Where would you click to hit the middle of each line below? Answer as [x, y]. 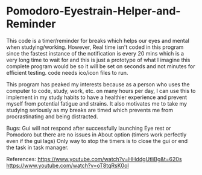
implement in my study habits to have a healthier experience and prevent [97, 97]
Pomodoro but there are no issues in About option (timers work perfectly [96, 135]
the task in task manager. [38, 147]
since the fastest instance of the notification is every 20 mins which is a [95, 53]
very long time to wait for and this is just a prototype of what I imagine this [98, 60]
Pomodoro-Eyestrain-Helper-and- [93, 11]
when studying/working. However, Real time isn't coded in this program [95, 47]
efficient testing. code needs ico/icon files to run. [67, 72]
